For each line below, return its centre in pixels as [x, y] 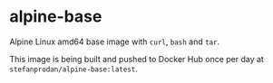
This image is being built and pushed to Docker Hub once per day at [137, 59]
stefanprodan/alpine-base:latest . [73, 69]
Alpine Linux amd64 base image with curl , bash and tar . [115, 41]
